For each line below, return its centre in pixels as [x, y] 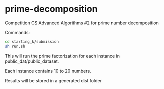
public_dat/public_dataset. [32, 61]
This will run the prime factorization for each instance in [63, 56]
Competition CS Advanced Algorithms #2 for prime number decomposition [82, 23]
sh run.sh [15, 46]
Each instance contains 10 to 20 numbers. [48, 71]
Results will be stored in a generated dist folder [54, 80]
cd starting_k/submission [32, 42]
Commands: [18, 32]
